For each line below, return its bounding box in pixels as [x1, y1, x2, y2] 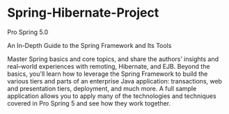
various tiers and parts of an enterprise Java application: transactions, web [7, 76, 223, 85]
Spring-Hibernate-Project [7, 5, 159, 21]
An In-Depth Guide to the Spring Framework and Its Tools [7, 41, 172, 49]
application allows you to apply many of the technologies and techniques [7, 92, 217, 100]
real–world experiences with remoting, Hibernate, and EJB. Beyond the [7, 62, 210, 70]
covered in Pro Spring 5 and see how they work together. [7, 99, 171, 107]
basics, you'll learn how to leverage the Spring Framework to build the [7, 70, 208, 78]
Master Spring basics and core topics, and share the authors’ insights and [7, 54, 219, 63]
